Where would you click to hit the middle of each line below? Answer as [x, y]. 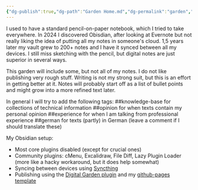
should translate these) [34, 126]
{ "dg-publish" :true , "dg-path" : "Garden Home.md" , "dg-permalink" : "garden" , [99, 12]
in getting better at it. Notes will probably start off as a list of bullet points [95, 84]
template [25, 181]
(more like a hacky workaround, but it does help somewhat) [87, 162]
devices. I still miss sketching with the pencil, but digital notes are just [90, 53]
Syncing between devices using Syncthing [66, 168]
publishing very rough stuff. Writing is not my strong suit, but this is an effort [99, 77]
